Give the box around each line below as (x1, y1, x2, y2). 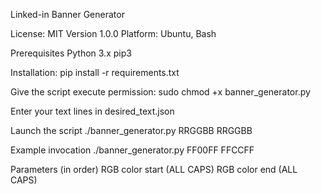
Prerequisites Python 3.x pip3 (10, 47, 132, 59)
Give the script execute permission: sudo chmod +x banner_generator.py (10, 86, 311, 98)
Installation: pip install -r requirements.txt (10, 67, 180, 78)
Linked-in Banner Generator (10, 9, 125, 20)
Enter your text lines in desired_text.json (10, 105, 175, 117)
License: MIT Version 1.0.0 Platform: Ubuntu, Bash (10, 28, 217, 39)
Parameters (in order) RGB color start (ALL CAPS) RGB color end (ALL (10, 164, 298, 175)
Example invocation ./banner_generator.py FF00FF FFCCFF (10, 144, 255, 156)
